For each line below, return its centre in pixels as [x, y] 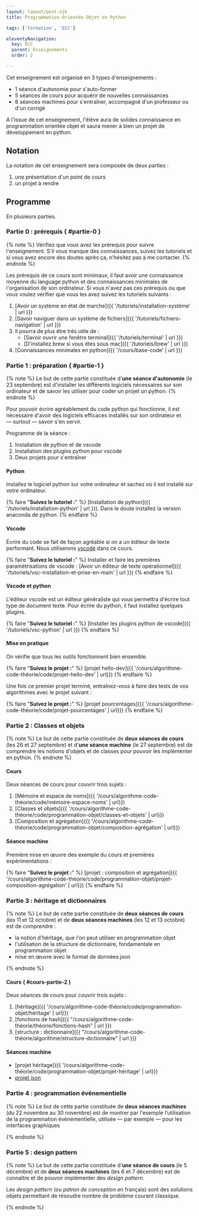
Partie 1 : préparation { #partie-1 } [55, 365]
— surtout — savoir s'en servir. [44, 422]
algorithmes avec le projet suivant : [49, 692]
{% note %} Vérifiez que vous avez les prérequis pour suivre [80, 244]
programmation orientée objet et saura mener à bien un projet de [86, 126]
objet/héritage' [33, 1013]
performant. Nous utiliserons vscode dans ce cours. [70, 548]
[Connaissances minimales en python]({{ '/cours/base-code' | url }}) [99, 350]
